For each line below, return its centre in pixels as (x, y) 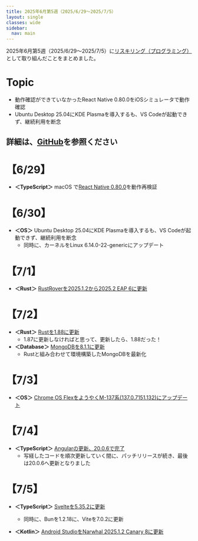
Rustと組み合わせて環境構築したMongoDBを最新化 (85, 354)
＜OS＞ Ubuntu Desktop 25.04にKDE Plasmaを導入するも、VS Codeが (100, 230)
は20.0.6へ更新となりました (57, 463)
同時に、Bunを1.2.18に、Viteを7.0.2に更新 (73, 519)
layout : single (25, 17)
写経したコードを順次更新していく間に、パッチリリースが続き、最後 (106, 456)
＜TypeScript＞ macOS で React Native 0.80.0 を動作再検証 (86, 187)
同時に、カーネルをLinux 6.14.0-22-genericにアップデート (93, 245)
